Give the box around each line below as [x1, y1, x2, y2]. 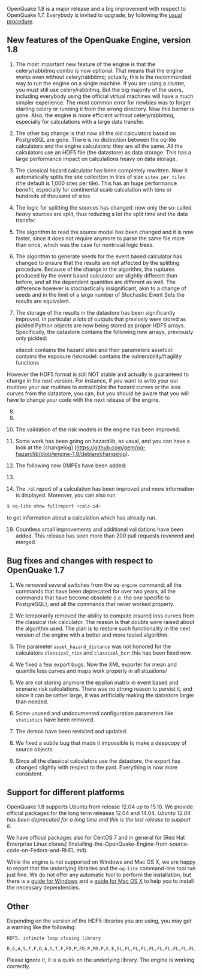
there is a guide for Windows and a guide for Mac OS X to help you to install [7, 877, 194, 885]
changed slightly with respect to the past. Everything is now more [15, 763, 178, 771]
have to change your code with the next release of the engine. [7, 396, 161, 403]
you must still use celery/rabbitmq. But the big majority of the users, [15, 86, 183, 93]
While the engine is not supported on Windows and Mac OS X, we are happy [7, 858, 196, 865]
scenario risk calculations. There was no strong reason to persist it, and [15, 685, 192, 693]
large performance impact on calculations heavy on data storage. [15, 155, 177, 162]
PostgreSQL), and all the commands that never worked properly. [15, 600, 174, 607]
